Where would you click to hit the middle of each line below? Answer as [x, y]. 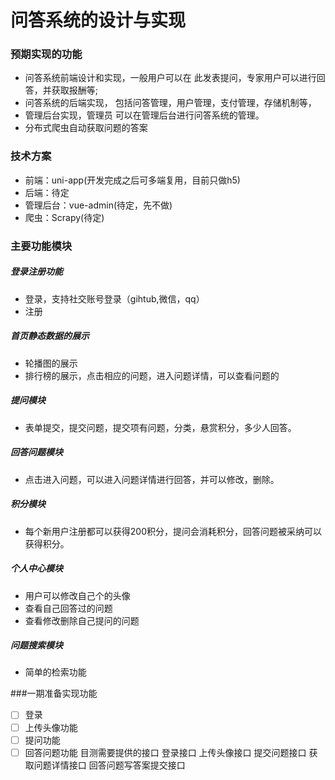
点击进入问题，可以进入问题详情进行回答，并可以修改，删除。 [152, 479]
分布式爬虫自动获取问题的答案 [86, 128]
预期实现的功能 [46, 54]
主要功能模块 [41, 246]
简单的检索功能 [55, 672]
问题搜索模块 [36, 645]
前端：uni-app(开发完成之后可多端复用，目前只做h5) [132, 180]
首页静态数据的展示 [50, 336]
